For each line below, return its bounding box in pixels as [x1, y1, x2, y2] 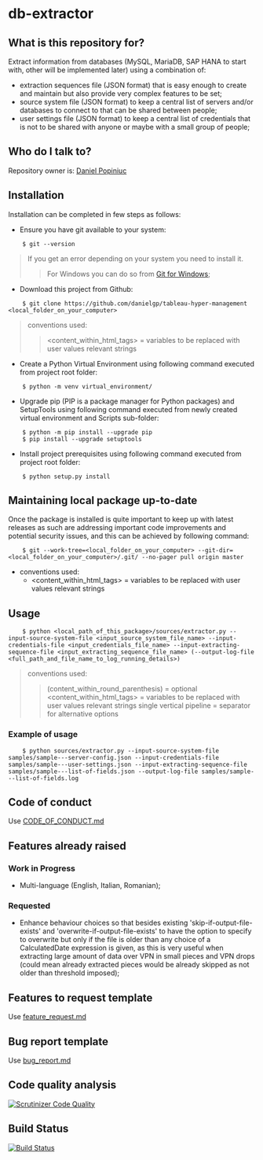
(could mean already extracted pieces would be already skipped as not [19, 960, 250, 970]
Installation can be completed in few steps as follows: [8, 209, 181, 219]
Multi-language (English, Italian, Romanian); [19, 881, 161, 890]
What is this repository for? [8, 36, 145, 50]
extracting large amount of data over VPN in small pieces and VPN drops [19, 952, 255, 961]
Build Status [8, 1122, 69, 1136]
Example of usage [8, 729, 79, 740]
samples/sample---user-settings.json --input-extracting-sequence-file [8, 760, 247, 768]
